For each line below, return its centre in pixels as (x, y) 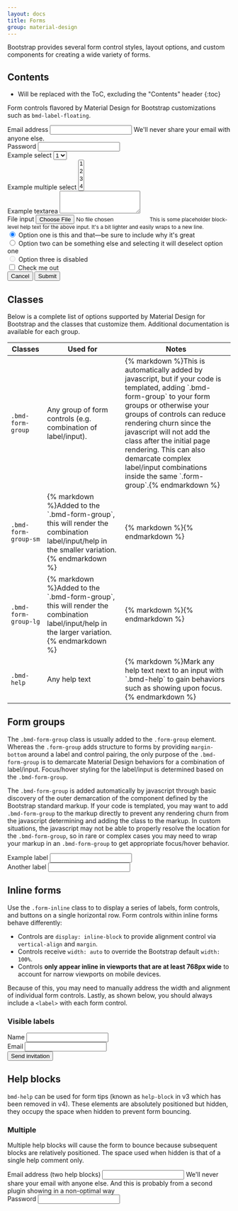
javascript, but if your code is (173, 379)
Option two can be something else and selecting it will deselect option (120, 244)
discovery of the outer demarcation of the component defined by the (108, 798)
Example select (29, 155)
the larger (63, 632)
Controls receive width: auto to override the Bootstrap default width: (119, 951)
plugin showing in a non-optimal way (61, 1191)
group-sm (25, 539)
